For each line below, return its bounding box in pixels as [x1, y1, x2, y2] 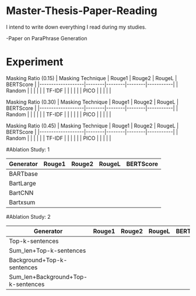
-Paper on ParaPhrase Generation [6, 35, 87, 42]
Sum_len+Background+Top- [9, 273, 87, 281]
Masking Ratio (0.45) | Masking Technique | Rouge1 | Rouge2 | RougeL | [6, 122, 179, 129]
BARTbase [9, 170, 38, 178]
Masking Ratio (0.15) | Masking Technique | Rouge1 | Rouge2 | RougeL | [6, 74, 177, 81]
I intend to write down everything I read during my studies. [6, 23, 147, 30]
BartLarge [9, 179, 36, 187]
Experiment [6, 56, 64, 68]
